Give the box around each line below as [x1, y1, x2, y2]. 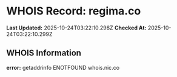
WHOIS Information [6, 48, 82, 58]
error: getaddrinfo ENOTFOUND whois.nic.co [6, 64, 120, 71]
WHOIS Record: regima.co [6, 4, 141, 18]
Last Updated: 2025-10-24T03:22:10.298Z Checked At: [6, 24, 147, 31]
